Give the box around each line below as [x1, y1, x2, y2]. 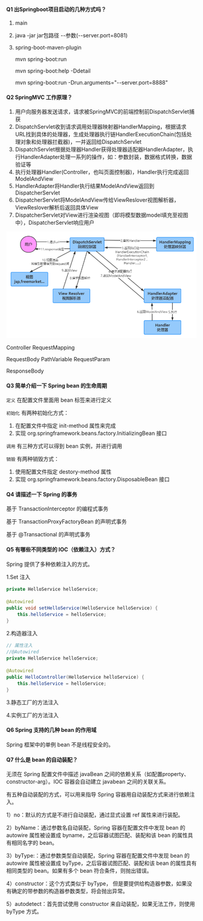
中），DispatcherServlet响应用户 [14, 219, 95, 226]
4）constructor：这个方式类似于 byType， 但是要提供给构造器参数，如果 [6, 880, 187, 887]
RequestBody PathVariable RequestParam [6, 356, 111, 363]
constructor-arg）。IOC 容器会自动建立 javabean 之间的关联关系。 [6, 778, 169, 785]
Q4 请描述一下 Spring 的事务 [6, 490, 77, 498]
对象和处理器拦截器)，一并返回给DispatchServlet [20, 138, 142, 146]
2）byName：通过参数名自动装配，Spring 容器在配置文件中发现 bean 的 [6, 824, 185, 832]
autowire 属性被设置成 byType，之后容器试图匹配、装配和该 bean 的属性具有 [6, 859, 197, 867]
